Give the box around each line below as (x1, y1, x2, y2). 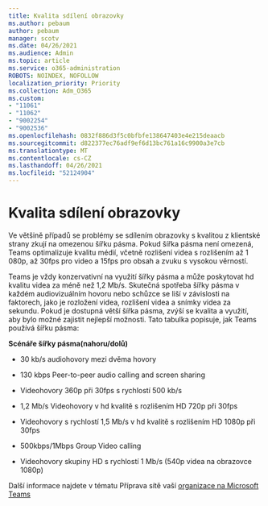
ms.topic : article (8, 57, 70, 65)
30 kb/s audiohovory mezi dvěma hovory (19, 354, 157, 363)
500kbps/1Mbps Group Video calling (19, 441, 142, 450)
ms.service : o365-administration (8, 64, 121, 73)
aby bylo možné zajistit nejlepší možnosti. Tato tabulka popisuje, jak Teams (8, 314, 258, 324)
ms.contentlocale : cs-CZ (8, 154, 92, 162)
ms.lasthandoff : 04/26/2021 (8, 162, 103, 170)
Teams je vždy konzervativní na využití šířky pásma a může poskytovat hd (8, 272, 254, 281)
